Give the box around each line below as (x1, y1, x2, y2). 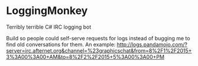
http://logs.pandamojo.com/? (116, 41, 188, 48)
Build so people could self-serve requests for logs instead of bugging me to (6, 34, 190, 41)
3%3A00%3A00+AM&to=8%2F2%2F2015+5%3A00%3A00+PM (6, 53, 164, 60)
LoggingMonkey (6, 4, 88, 18)
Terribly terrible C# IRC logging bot (6, 23, 92, 30)
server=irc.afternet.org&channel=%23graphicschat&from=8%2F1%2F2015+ (6, 47, 192, 54)
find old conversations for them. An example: (6, 41, 116, 48)
